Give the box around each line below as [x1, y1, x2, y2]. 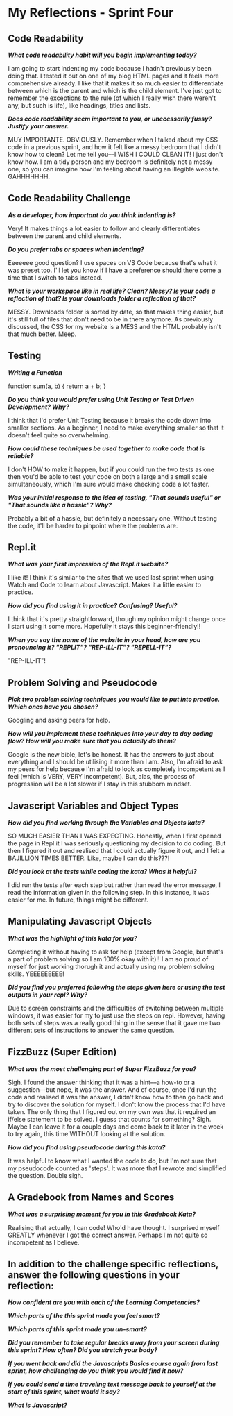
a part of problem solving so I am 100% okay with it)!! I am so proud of [8, 954, 209, 963]
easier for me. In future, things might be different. [8, 895, 149, 904]
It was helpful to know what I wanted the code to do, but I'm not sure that [8, 1156, 217, 1165]
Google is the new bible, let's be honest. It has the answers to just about [8, 750, 214, 759]
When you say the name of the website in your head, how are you [8, 636, 201, 644]
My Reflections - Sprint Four [8, 5, 174, 21]
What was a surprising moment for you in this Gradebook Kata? [8, 1210, 196, 1218]
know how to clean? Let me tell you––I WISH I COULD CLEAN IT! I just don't [8, 151, 223, 158]
